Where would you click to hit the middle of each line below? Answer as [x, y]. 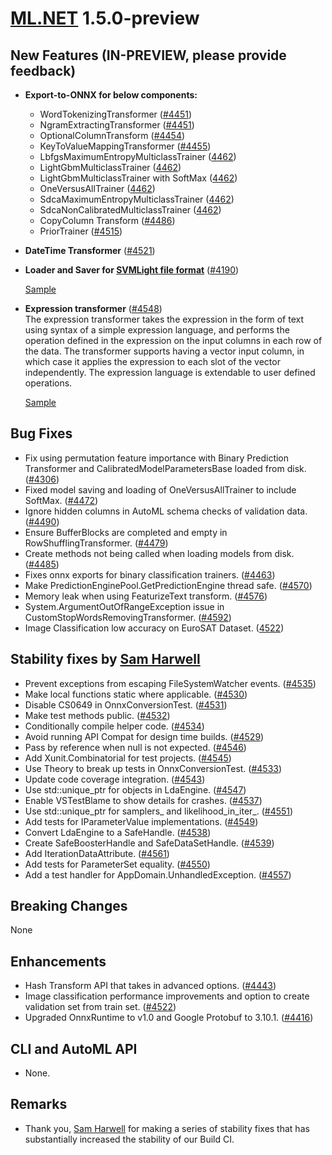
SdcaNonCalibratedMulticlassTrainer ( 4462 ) [130, 210]
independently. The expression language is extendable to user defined [170, 372]
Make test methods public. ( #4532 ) [97, 715]
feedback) [43, 70]
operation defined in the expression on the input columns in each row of [173, 340]
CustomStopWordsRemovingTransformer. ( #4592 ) [128, 617]
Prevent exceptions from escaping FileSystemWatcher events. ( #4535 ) [170, 683]
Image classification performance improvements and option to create [167, 996]
